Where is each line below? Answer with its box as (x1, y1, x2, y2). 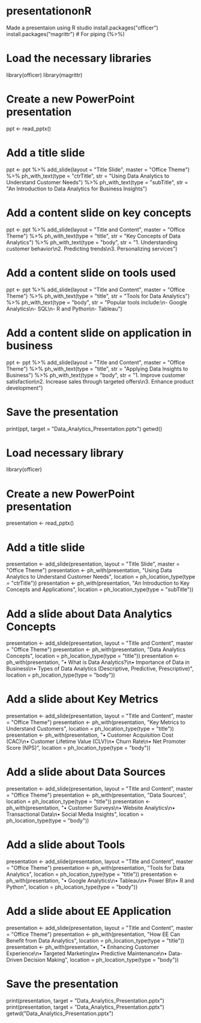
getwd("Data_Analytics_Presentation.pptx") (6, 1010, 114, 1017)
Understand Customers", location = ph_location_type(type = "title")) (6, 725, 174, 732)
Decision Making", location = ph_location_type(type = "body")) (23, 956, 179, 963)
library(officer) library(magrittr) (6, 71, 83, 79)
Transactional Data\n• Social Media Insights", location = (6, 810, 144, 818)
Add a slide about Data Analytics (6, 607, 172, 621)
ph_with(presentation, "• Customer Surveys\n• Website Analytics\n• (6, 804, 175, 812)
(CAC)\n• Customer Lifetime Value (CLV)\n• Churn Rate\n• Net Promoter (6, 738, 186, 745)
